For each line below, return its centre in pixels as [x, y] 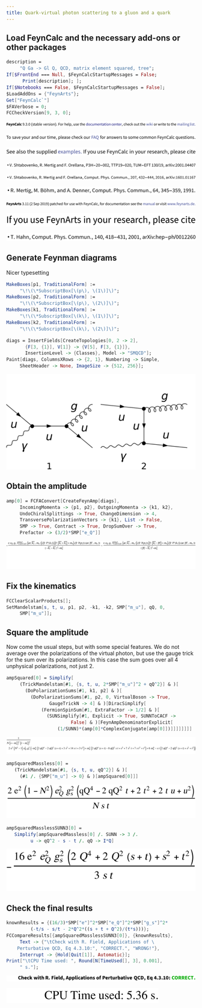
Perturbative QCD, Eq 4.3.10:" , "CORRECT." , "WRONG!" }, [89, 948]
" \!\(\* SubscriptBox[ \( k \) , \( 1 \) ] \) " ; [69, 316]
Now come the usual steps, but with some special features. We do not [93, 647]
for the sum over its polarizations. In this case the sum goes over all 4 [92, 660]
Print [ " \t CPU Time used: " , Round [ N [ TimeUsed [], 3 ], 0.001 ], [84, 961]
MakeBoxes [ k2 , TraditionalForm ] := [51, 322]
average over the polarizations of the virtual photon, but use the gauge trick [100, 653]
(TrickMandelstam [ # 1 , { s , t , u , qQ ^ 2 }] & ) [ [71, 770]
